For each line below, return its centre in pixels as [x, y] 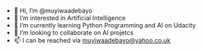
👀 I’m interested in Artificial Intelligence [70, 18]
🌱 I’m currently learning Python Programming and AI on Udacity [105, 25]
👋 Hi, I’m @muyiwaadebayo [53, 11]
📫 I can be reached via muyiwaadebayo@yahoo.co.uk [92, 40]
